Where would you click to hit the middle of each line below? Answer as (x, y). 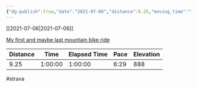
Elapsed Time (88, 54)
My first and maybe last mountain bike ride (58, 39)
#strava (15, 78)
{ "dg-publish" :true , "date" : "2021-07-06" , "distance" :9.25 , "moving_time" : (97, 11)
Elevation (147, 54)
